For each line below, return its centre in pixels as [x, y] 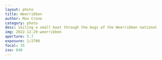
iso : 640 [14, 50]
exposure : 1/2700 [23, 41]
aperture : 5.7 [19, 37]
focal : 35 [15, 45]
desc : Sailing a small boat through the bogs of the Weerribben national [81, 28]
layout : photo [19, 9]
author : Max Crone [24, 18]
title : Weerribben [24, 14]
